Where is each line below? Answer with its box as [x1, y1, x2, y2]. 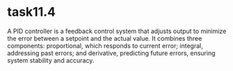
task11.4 [7, 4, 56, 20]
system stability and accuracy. [7, 56, 95, 64]
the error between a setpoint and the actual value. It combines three [7, 34, 202, 42]
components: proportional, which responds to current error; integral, [7, 41, 203, 50]
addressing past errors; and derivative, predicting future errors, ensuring [7, 49, 216, 57]
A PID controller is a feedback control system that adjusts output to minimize [7, 27, 227, 35]
